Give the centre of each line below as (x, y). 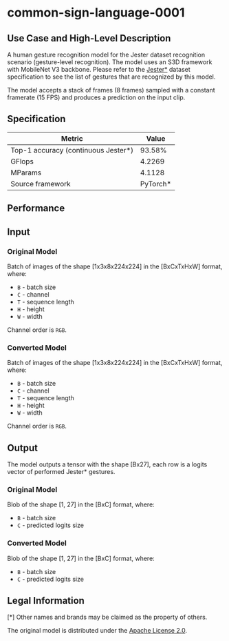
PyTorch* (156, 184)
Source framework (41, 184)
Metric (72, 138)
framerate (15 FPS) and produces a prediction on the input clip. (96, 97)
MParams (26, 172)
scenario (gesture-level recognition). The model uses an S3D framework (110, 62)
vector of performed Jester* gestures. (61, 472)
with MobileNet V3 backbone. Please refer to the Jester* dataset (99, 69)
